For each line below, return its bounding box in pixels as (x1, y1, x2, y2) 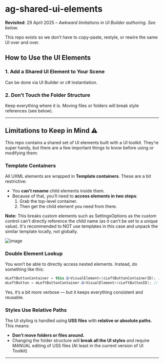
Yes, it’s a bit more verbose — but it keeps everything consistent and (5, 289, 143, 295)
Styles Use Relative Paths (5, 307, 67, 313)
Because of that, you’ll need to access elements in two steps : (12, 193, 138, 199)
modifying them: (5, 150, 38, 156)
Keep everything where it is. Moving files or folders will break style (5, 103, 139, 108)
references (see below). (5, 107, 53, 113)
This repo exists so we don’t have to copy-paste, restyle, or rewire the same (5, 34, 158, 40)
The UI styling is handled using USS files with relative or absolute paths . (5, 318, 152, 323)
